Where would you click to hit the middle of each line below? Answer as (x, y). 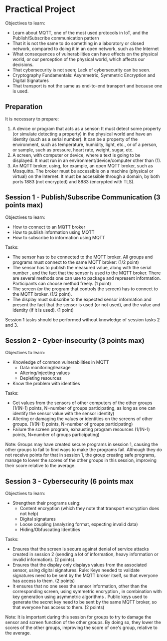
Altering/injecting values (45, 373)
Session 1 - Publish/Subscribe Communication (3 (83, 198)
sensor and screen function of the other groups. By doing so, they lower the (83, 623)
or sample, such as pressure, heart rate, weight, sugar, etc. (73, 150)
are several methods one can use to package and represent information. (86, 278)
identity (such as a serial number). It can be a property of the (75, 139)
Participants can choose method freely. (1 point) (62, 283)
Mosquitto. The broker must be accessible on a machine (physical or (83, 171)
